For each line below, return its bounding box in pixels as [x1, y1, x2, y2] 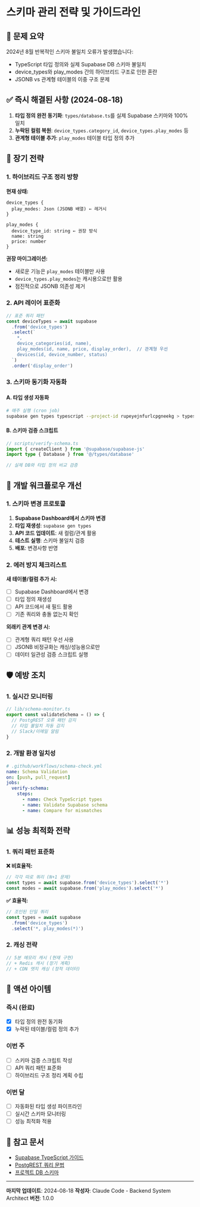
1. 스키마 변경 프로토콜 [6, 500, 66, 508]
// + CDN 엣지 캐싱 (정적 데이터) [6, 966, 80, 972]
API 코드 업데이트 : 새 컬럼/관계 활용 [14, 529, 97, 537]
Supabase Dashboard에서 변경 [14, 588, 89, 595]
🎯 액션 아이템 [6, 984, 52, 994]
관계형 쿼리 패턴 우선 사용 [14, 636, 74, 643]
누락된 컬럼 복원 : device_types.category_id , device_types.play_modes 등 [14, 127, 189, 134]
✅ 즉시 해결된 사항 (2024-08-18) [6, 95, 123, 105]
